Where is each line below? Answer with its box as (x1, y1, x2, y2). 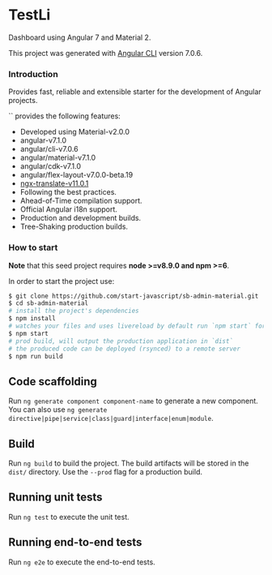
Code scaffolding (8, 375, 97, 388)
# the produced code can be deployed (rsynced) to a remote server (8, 345, 241, 353)
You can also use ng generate (8, 405, 108, 414)
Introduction (8, 68, 58, 79)
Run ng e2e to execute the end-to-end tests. (8, 557, 155, 567)
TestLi (8, 6, 51, 24)
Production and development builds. (19, 213, 142, 223)
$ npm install (8, 315, 57, 323)
